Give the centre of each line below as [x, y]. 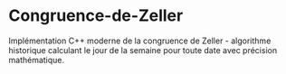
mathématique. [37, 60]
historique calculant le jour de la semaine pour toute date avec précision [143, 50]
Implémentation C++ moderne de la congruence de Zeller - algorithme [140, 41]
